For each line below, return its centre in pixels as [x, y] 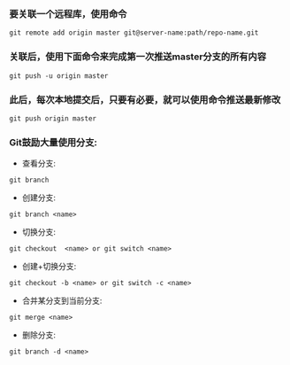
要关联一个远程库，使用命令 [68, 13]
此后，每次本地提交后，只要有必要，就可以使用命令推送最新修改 [145, 99]
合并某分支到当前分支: [62, 301]
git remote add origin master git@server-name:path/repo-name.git [134, 33]
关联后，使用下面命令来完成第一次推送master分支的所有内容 [138, 57]
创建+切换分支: [49, 267]
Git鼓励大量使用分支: [53, 142]
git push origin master [53, 118]
